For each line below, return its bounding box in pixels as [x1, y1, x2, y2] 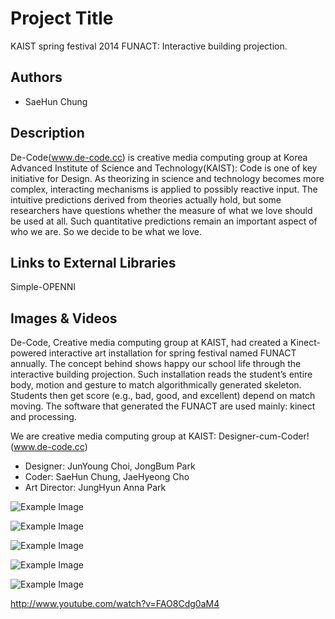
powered [10, 347, 47, 359]
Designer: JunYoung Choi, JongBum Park [24, 460, 196, 472]
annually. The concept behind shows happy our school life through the [10, 358, 302, 370]
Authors [10, 69, 63, 86]
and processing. [10, 411, 77, 423]
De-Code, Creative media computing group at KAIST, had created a [10, 337, 288, 349]
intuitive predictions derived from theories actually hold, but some [10, 193, 282, 206]
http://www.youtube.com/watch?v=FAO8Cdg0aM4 [10, 598, 220, 610]
